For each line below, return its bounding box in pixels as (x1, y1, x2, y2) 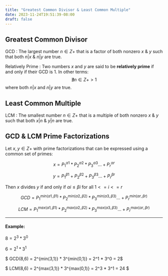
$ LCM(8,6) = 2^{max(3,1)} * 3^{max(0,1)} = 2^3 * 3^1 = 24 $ (5, 265, 129, 271)
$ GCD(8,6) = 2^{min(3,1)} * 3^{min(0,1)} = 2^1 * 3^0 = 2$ (5, 256, 123, 262)
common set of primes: (5, 151, 53, 157)
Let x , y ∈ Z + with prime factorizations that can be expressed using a (5, 145, 148, 151)
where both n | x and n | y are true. (5, 85, 72, 91)
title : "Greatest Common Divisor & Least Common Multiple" (5, 7, 131, 13)
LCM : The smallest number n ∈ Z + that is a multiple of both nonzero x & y (5, 112, 159, 118)
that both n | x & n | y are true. (5, 54, 62, 60)
